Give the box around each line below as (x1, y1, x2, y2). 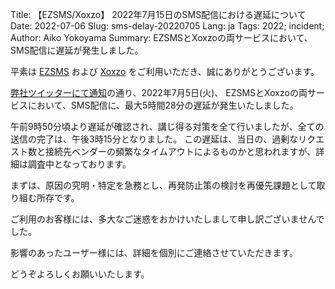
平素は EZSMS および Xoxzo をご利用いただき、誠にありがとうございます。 (10, 66, 320, 77)
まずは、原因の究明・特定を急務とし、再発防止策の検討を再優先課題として (10, 179, 317, 191)
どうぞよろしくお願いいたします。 (10, 268, 150, 280)
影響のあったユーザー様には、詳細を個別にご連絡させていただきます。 (10, 247, 299, 258)
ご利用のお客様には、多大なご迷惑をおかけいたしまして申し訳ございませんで (10, 213, 325, 225)
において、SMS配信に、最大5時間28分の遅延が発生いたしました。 (27, 99, 299, 111)
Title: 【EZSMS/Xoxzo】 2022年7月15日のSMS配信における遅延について (10, 9, 307, 20)
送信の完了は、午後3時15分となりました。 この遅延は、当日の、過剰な (10, 133, 299, 145)
